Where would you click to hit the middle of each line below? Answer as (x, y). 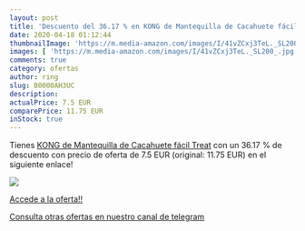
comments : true (38, 60)
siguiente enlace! (41, 165)
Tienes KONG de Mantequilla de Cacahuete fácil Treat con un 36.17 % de (146, 146)
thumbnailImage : (40, 43)
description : (34, 94)
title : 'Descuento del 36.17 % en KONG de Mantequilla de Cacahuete (142, 26)
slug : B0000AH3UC (42, 85)
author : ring (34, 77)
